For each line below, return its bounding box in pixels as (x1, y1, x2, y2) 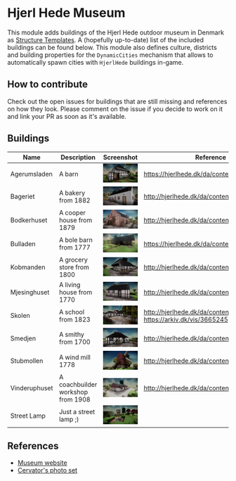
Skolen (10, 312, 30, 320)
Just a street (58, 408, 96, 416)
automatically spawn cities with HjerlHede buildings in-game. (7, 58, 184, 66)
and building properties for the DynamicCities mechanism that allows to (7, 51, 214, 59)
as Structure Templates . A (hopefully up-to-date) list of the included (7, 35, 204, 44)
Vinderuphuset (10, 384, 53, 392)
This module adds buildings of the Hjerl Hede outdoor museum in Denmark (7, 28, 225, 37)
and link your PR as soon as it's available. (7, 112, 127, 120)
